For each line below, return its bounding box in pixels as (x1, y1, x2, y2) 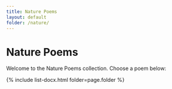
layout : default (6, 14, 47, 20)
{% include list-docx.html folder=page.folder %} (6, 77, 125, 84)
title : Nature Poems (6, 8, 58, 15)
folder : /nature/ (6, 20, 50, 26)
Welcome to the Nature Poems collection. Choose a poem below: (6, 65, 167, 72)
